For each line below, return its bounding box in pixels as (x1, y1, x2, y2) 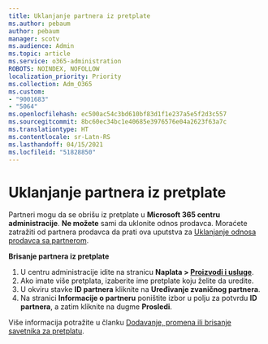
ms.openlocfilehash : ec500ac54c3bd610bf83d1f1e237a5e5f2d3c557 (8, 111, 227, 119)
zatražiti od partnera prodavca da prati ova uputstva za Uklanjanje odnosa (8, 227, 257, 237)
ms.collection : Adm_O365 (8, 80, 93, 88)
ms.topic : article (8, 50, 71, 58)
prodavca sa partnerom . (8, 236, 89, 246)
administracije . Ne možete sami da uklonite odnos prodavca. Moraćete (8, 219, 248, 229)
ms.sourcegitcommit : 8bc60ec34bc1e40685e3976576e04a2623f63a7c (8, 118, 227, 126)
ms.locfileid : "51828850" (8, 148, 96, 156)
